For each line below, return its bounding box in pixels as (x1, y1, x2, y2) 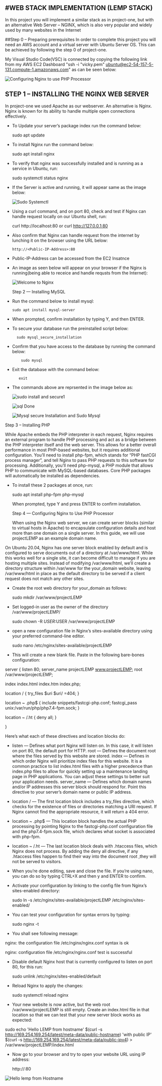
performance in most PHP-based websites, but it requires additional (5, 447, 140, 453)
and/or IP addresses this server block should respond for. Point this (12, 784, 147, 790)
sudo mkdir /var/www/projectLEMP (12, 594, 83, 600)
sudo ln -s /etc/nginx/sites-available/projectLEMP (12, 897, 111, 903)
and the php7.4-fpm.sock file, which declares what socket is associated (12, 828, 156, 834)
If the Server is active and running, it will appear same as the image (12, 184, 147, 190)
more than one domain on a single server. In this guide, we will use (12, 530, 145, 536)
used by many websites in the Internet (5, 27, 81, 33)
